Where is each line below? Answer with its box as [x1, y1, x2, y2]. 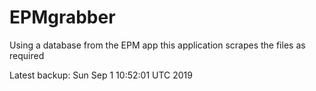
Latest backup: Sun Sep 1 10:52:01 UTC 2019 [9, 69, 193, 81]
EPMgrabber [9, 6, 116, 29]
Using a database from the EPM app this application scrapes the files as [9, 39, 306, 51]
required [9, 49, 45, 61]
